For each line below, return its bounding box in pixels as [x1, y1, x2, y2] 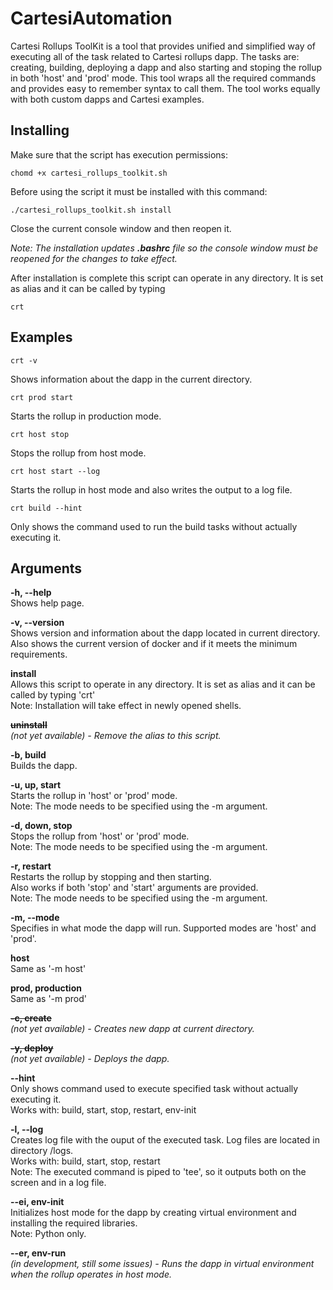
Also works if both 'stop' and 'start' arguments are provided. [10, 882, 259, 894]
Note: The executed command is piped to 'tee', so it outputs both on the [10, 1166, 307, 1178]
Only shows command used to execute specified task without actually [10, 1083, 299, 1095]
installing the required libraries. [10, 1217, 138, 1229]
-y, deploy [10, 1042, 54, 1054]
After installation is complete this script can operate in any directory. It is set [10, 272, 324, 284]
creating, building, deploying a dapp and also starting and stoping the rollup [10, 61, 323, 73]
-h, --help [10, 587, 52, 599]
